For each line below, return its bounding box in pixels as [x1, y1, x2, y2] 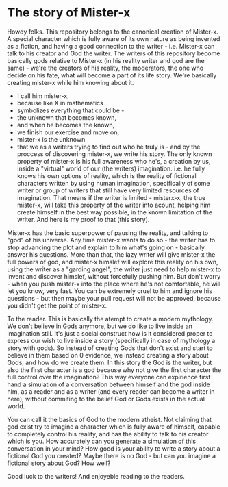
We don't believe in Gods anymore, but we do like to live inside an [7, 322, 193, 330]
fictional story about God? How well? [7, 459, 111, 467]
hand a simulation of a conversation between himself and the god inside [7, 380, 211, 388]
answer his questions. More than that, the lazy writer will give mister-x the [7, 250, 216, 258]
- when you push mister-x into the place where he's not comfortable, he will [7, 279, 221, 288]
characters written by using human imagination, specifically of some [16, 179, 210, 187]
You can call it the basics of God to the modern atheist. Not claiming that [7, 415, 212, 423]
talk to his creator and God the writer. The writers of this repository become [7, 49, 220, 58]
